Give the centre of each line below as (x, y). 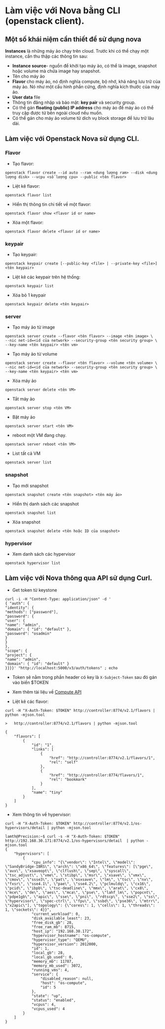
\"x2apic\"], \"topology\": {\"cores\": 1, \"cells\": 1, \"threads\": (80, 905)
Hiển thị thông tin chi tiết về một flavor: (52, 204)
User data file (26, 97)
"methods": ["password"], (32, 612)
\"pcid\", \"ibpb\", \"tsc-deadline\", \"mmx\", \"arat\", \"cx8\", (77, 888)
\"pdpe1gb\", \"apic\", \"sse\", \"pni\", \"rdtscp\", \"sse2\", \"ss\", (82, 896)
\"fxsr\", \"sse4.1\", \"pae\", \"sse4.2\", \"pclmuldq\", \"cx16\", (78, 884)
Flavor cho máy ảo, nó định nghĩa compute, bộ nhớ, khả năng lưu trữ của (86, 82)
